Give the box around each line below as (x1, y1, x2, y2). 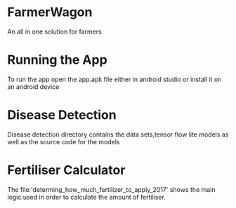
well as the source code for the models (7, 137, 120, 146)
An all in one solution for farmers (7, 27, 102, 36)
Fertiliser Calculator (7, 162, 126, 178)
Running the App (7, 52, 107, 68)
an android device (7, 82, 60, 91)
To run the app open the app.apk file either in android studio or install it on (7, 75, 222, 83)
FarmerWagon (7, 4, 93, 20)
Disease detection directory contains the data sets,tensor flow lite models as (7, 130, 229, 139)
